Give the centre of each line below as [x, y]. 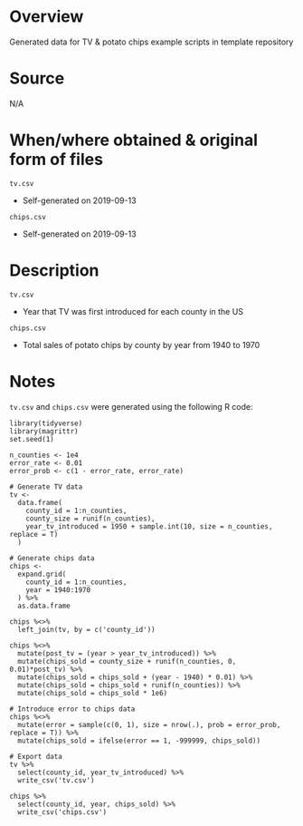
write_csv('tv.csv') [56, 780]
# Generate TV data [46, 487]
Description [54, 270]
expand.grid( [42, 574]
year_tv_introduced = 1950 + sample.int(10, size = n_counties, [149, 526]
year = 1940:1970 [58, 590]
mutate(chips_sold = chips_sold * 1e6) [93, 693]
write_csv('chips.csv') [62, 812]
